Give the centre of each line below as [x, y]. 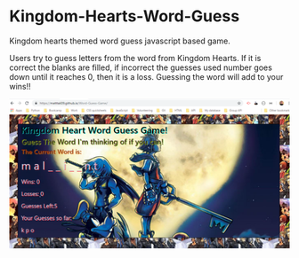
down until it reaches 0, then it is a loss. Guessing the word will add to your [146, 76]
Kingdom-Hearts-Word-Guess [125, 16]
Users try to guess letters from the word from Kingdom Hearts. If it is [135, 58]
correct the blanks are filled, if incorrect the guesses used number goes [141, 67]
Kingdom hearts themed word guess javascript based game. [120, 41]
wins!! [20, 86]
